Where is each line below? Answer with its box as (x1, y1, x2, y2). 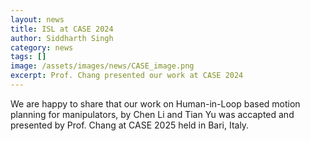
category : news (10, 42, 74, 53)
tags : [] (10, 52, 47, 62)
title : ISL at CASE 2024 (10, 24, 114, 34)
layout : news (10, 14, 65, 25)
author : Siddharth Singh (10, 33, 114, 43)
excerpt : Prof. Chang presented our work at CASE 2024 (10, 71, 244, 81)
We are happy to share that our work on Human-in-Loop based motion (10, 97, 301, 110)
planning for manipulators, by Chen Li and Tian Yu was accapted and (10, 108, 295, 120)
